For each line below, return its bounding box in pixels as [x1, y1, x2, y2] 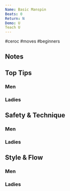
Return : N [5, 16, 25, 21]
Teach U [5, 25, 21, 30]
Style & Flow [5, 153, 43, 162]
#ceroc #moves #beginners [5, 38, 60, 44]
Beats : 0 [5, 12, 23, 16]
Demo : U [5, 20, 21, 26]
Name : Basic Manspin [5, 7, 47, 12]
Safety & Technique [5, 111, 66, 119]
